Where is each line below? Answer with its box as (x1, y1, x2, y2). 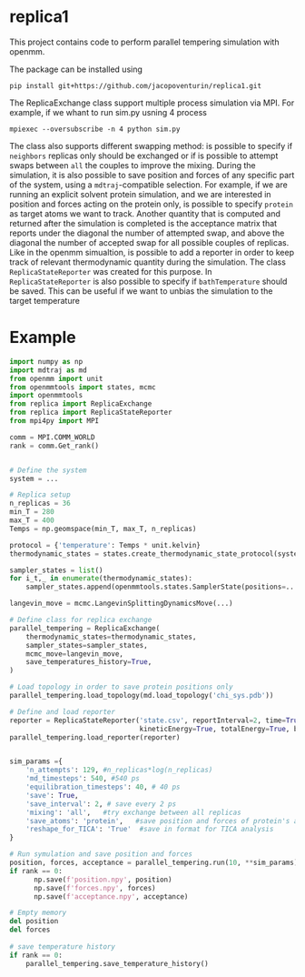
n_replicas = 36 (9, 499, 71, 509)
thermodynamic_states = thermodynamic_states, (25, 632, 197, 641)
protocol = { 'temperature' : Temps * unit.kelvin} (9, 540, 202, 549)
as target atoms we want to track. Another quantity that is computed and (9, 207, 281, 219)
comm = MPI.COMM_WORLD (9, 432, 95, 442)
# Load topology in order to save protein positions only (9, 682, 233, 692)
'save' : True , (25, 791, 79, 800)
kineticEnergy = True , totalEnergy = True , (139, 724, 290, 733)
